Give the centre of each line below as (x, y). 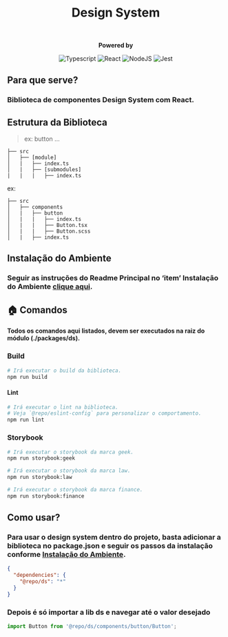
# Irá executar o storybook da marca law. (69, 471)
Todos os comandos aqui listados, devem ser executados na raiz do (106, 331)
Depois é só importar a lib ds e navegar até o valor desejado (109, 612)
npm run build (28, 377)
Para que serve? (43, 80)
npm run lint (26, 420)
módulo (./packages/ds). (44, 338)
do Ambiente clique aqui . (50, 286)
